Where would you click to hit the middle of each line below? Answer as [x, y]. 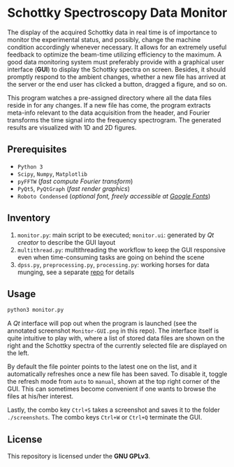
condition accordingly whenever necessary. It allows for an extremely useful [117, 47]
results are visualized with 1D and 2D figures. [72, 127]
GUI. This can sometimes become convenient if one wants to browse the [112, 389]
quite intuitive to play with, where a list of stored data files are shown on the [116, 338]
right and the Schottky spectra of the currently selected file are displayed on [117, 346]
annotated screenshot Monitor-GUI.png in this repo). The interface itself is [113, 331]
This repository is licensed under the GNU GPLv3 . [79, 457]
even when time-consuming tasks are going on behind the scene [111, 257]
